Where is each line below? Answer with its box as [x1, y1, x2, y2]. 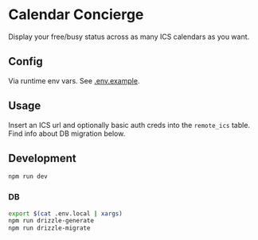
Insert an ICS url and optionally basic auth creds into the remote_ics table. [8, 120, 251, 130]
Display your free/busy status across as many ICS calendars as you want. [8, 32, 250, 41]
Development [8, 151, 77, 165]
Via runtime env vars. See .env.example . [8, 75, 140, 85]
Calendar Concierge [8, 6, 144, 24]
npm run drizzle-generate [8, 217, 94, 225]
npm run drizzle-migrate [8, 224, 91, 232]
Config [8, 55, 43, 68]
